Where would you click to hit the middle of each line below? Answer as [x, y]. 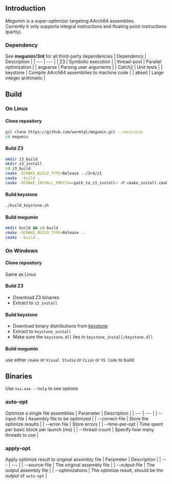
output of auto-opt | [26, 476]
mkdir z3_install [24, 164]
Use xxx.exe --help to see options [42, 389]
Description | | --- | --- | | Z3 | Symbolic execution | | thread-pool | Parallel [83, 62]
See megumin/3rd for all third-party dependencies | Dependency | [76, 56]
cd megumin [17, 137]
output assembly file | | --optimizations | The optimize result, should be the [84, 470]
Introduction [26, 8]
